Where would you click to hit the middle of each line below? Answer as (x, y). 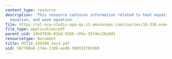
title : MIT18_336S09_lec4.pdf (38, 44)
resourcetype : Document (31, 39)
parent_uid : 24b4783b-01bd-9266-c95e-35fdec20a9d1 (60, 34)
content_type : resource (31, 10)
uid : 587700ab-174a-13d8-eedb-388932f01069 (52, 48)
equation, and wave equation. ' (45, 19)
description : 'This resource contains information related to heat (79, 15)
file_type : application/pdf (35, 29)
